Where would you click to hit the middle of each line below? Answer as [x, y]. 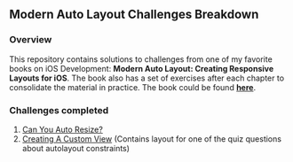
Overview [31, 40]
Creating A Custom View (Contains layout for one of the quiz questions [152, 139]
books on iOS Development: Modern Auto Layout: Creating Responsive [142, 68]
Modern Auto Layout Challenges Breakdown [134, 15]
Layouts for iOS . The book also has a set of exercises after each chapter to [147, 78]
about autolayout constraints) [76, 148]
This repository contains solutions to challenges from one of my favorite [141, 59]
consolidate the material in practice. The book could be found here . [132, 87]
